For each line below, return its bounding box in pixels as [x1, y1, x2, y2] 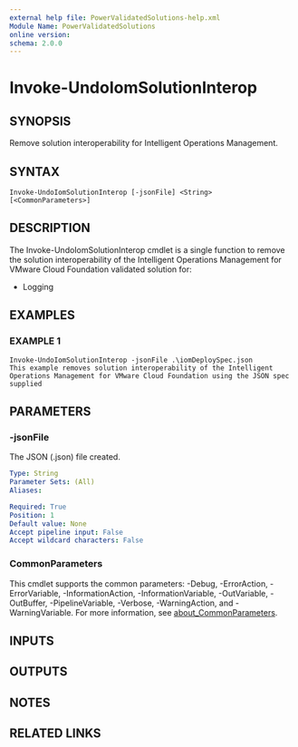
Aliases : [9, 486, 43, 495]
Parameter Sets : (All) [9, 478, 95, 487]
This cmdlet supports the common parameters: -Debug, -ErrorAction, [9, 577, 269, 589]
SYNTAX [9, 164, 61, 179]
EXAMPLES [9, 307, 75, 323]
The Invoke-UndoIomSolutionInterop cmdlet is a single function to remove [9, 244, 285, 255]
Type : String [9, 469, 59, 479]
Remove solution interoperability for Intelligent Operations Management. [9, 138, 278, 149]
